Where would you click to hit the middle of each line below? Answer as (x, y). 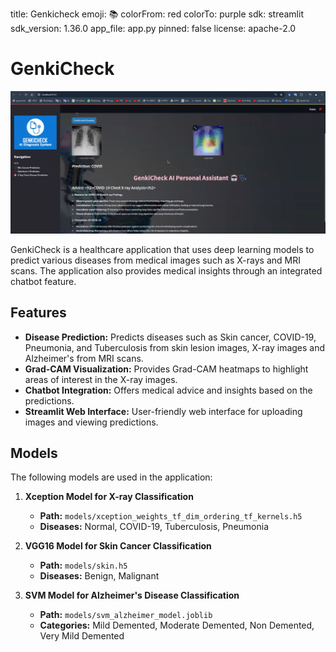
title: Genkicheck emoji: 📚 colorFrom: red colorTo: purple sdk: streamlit (157, 14)
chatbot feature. (43, 281)
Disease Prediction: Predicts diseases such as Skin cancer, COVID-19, (170, 337)
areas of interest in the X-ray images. (101, 379)
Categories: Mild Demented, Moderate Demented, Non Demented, (177, 625)
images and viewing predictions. (91, 422)
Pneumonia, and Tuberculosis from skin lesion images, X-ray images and (175, 347)
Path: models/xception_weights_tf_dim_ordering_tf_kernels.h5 (171, 516)
